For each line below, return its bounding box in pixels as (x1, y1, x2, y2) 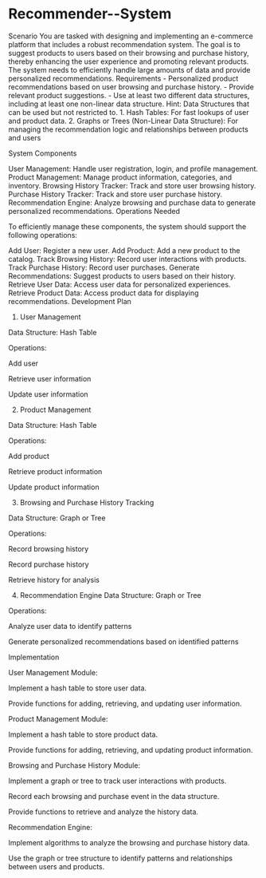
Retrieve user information (8, 374, 92, 383)
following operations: (8, 230, 78, 239)
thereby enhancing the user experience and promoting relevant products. (8, 57, 249, 66)
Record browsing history (8, 544, 89, 553)
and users (8, 132, 41, 142)
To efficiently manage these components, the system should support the (8, 221, 247, 231)
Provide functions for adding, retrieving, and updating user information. (8, 698, 242, 708)
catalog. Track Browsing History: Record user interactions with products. (8, 254, 247, 263)
